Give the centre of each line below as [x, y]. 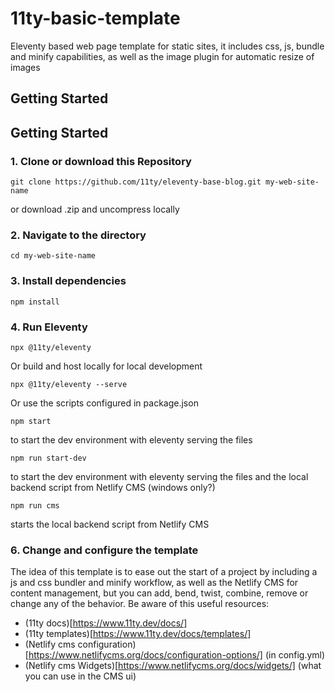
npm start [31, 421]
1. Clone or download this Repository [101, 161]
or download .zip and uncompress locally [95, 209]
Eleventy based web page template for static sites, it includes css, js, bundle [167, 46]
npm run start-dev [48, 458]
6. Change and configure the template [104, 550]
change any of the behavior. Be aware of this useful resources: [140, 604]
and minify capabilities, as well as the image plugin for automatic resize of [162, 56]
